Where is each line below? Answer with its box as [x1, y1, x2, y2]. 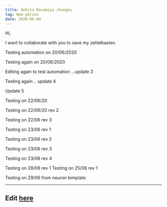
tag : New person [5, 12, 39, 17]
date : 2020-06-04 [5, 16, 41, 21]
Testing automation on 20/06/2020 [5, 49, 77, 55]
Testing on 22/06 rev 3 [5, 117, 52, 123]
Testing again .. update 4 [5, 78, 56, 85]
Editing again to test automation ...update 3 [5, 69, 93, 75]
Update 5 [5, 88, 24, 94]
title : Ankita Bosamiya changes [5, 7, 72, 12]
